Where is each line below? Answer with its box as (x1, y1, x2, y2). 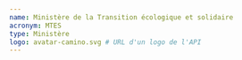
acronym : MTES (9, 21, 63, 30)
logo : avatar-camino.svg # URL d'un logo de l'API (9, 37, 202, 47)
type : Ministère (9, 29, 70, 38)
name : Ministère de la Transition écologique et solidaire (9, 12, 234, 22)
